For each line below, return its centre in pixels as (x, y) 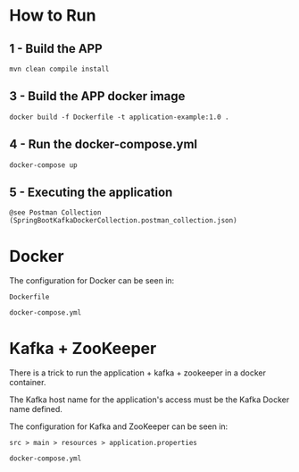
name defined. (36, 409)
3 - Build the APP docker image (97, 96)
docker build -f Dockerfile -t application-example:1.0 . (119, 117)
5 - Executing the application (91, 193)
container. (28, 383)
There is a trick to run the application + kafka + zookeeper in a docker (137, 373)
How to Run (53, 16)
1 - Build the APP (56, 49)
